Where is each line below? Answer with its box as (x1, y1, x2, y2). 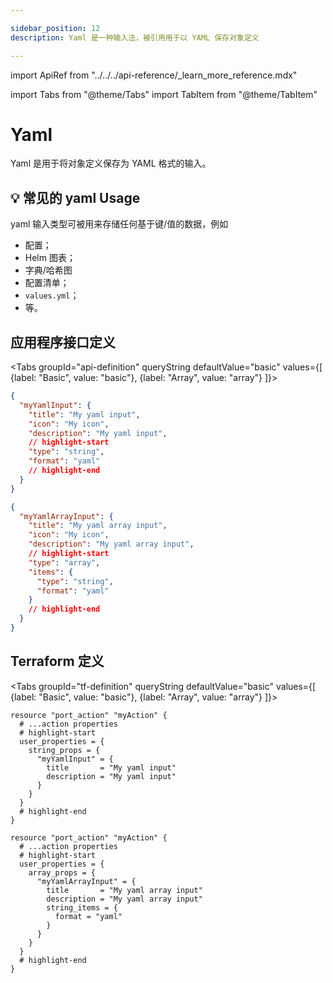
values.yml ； (24, 289, 80, 301)
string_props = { (28, 745, 101, 755)
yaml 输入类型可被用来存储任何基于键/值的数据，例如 (10, 218, 229, 230)
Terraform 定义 (10, 653, 105, 670)
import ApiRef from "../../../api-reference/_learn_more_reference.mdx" (10, 69, 298, 81)
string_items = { (46, 902, 118, 913)
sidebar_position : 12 (10, 23, 101, 33)
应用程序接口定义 (10, 334, 116, 351)
